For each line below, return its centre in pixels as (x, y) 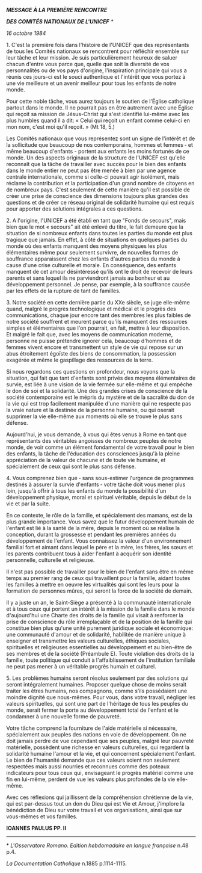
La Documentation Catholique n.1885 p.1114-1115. (67, 863)
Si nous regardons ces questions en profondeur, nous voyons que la (91, 372)
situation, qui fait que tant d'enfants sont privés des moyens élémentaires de (101, 378)
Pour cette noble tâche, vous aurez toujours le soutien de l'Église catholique (100, 101)
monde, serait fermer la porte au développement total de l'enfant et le (93, 710)
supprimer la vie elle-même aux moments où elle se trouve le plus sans (94, 416)
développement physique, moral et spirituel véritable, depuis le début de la (99, 497)
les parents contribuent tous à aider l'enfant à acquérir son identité (89, 554)
